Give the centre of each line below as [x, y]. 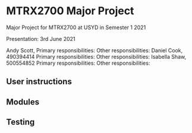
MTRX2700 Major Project [70, 11]
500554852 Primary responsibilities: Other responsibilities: [78, 63]
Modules [23, 102]
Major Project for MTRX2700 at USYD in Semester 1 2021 [76, 27]
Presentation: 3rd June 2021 [41, 39]
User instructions [39, 82]
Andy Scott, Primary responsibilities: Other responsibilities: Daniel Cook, [95, 50]
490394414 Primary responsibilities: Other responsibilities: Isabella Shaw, [96, 56]
